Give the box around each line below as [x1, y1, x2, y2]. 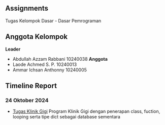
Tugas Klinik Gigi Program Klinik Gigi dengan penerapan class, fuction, [12, 108, 160, 114]
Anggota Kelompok [5, 33, 68, 41]
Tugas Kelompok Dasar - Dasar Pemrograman [5, 17, 102, 23]
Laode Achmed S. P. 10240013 [12, 61, 77, 67]
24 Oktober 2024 [5, 96, 49, 104]
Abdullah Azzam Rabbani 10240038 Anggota [12, 56, 108, 62]
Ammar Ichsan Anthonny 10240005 [12, 66, 87, 73]
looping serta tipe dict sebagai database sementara [12, 114, 121, 120]
